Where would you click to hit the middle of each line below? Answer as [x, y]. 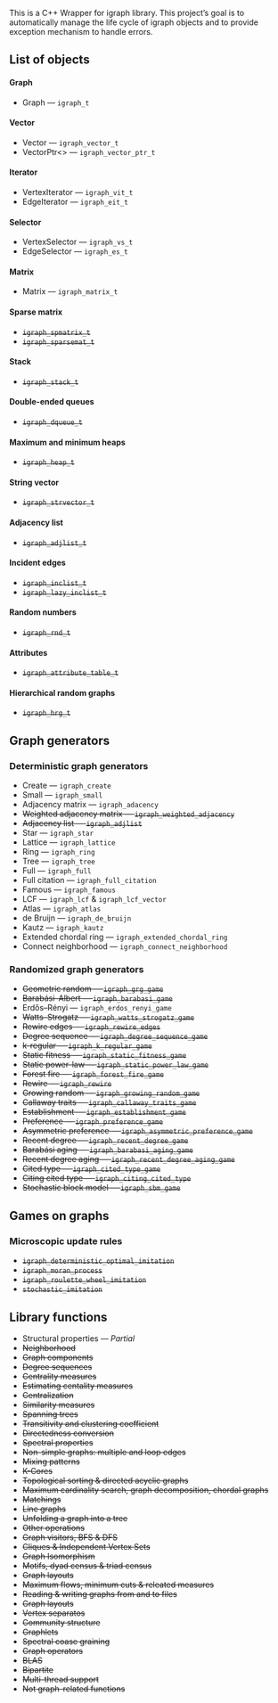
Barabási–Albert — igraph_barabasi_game [98, 998]
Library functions [58, 1317]
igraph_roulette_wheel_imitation [84, 1281]
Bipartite [37, 1669]
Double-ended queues [52, 402]
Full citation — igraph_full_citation [90, 880]
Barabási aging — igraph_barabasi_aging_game [107, 1150]
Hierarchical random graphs [62, 692]
